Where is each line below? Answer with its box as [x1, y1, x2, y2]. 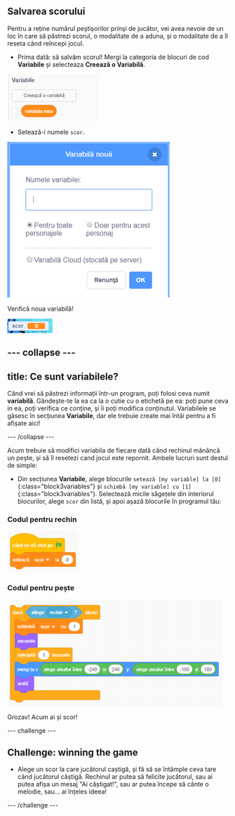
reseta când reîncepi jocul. [7, 39, 84, 48]
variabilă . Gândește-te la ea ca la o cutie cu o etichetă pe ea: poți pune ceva [7, 396, 229, 406]
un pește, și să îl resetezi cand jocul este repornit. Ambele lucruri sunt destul [7, 454, 229, 462]
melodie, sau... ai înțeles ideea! [17, 787, 107, 796]
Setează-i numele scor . [17, 128, 86, 136]
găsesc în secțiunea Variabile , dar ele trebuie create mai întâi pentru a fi [7, 412, 216, 420]
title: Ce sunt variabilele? [7, 370, 119, 382]
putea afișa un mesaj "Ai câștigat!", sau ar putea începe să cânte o [17, 780, 209, 789]
